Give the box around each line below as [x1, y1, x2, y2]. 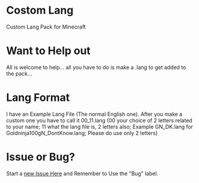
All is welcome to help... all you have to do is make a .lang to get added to [6, 64, 186, 71]
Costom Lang [6, 4, 74, 17]
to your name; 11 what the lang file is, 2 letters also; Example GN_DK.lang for [6, 123, 194, 130]
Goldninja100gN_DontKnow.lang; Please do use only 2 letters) [6, 129, 158, 137]
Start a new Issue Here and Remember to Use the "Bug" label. [6, 170, 158, 177]
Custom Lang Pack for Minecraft [6, 23, 86, 30]
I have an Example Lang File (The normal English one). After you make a [6, 111, 183, 118]
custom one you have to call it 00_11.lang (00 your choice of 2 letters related [6, 116, 192, 124]
